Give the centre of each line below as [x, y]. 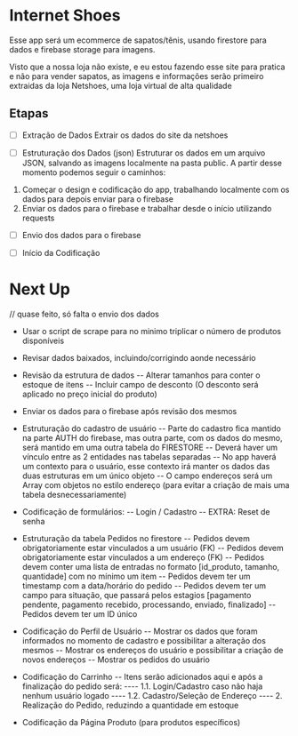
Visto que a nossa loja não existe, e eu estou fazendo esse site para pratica [147, 67]
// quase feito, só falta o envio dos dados [85, 314]
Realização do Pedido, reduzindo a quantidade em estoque [130, 705]
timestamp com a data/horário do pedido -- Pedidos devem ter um [144, 585]
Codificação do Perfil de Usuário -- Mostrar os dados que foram [140, 631]
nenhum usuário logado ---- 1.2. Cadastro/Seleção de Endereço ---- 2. [152, 695]
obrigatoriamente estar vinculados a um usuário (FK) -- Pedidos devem [153, 548]
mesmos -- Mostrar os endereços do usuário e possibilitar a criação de [153, 650]
